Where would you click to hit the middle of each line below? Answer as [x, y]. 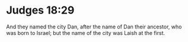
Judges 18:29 [40, 10]
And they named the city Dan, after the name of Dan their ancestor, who [94, 27]
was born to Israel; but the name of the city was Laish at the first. [86, 33]
